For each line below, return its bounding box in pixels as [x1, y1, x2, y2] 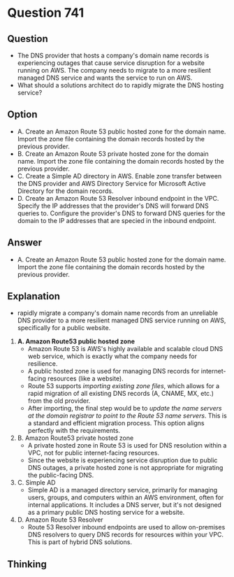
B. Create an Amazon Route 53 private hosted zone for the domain [17, 149, 209, 158]
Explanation [7, 290, 61, 302]
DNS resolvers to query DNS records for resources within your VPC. [27, 530, 224, 539]
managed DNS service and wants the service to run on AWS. [17, 73, 193, 82]
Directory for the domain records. [17, 187, 114, 195]
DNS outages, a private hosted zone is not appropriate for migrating [27, 464, 224, 472]
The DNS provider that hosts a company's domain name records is [17, 51, 210, 59]
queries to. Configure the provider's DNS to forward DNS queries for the [17, 208, 226, 218]
